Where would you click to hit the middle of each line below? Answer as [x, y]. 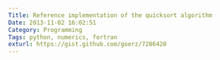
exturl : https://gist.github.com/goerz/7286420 [88, 44]
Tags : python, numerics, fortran [63, 37]
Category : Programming [45, 30]
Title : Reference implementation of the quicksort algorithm [110, 15]
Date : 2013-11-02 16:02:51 [52, 23]
